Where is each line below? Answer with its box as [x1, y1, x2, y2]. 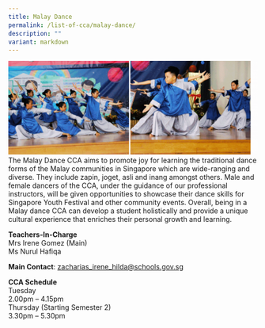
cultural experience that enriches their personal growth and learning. [8, 215, 233, 224]
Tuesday [8, 286, 36, 296]
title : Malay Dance [8, 13, 73, 21]
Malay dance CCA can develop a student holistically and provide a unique [8, 206, 248, 215]
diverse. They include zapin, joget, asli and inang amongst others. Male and [8, 173, 255, 182]
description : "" [8, 29, 62, 37]
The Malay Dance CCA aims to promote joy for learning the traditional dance [8, 155, 257, 166]
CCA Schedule [8, 277, 58, 287]
